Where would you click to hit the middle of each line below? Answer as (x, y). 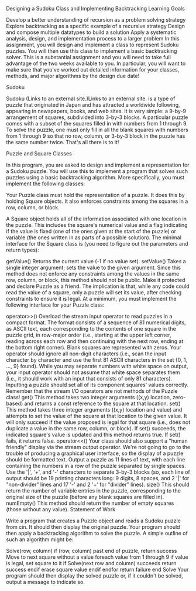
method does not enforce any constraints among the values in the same (93, 274)
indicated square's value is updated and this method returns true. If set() (93, 434)
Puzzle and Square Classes (39, 154)
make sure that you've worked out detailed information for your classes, (93, 69)
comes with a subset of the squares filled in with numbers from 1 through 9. (97, 123)
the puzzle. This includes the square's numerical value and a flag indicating (97, 225)
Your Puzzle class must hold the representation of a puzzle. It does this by (96, 195)
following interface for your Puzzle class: (55, 305)
